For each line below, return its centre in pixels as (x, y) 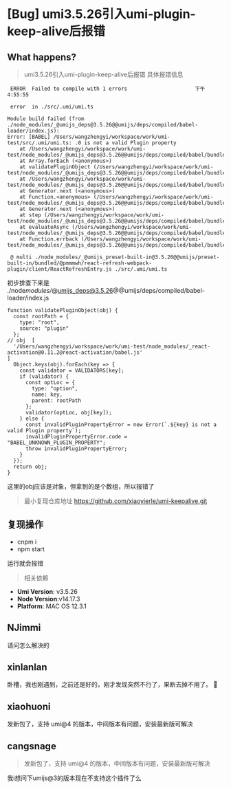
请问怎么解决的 (28, 645)
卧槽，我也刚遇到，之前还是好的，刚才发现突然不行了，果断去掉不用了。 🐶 (112, 685)
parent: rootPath (56, 401)
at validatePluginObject (55, 167)
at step (30, 215)
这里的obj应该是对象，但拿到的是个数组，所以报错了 (81, 486)
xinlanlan (27, 667)
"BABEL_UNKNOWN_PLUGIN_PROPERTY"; (57, 443)
